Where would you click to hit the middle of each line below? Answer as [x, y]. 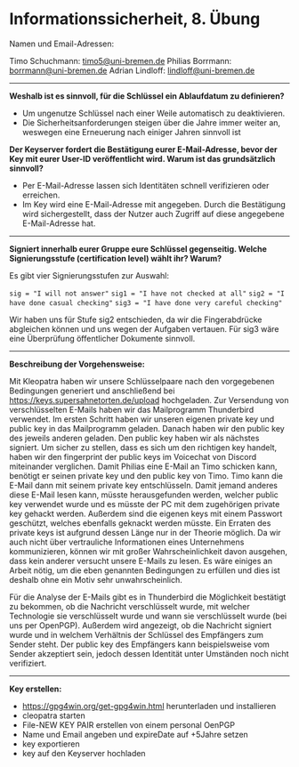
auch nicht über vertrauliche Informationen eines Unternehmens [127, 542]
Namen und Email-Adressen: [62, 44]
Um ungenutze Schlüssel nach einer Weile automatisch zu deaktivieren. [154, 113]
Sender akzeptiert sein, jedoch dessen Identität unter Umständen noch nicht [149, 653]
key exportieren [51, 744]
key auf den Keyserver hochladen [84, 753]
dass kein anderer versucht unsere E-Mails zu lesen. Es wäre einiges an [141, 561]
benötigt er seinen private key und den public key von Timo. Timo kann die [146, 475]
